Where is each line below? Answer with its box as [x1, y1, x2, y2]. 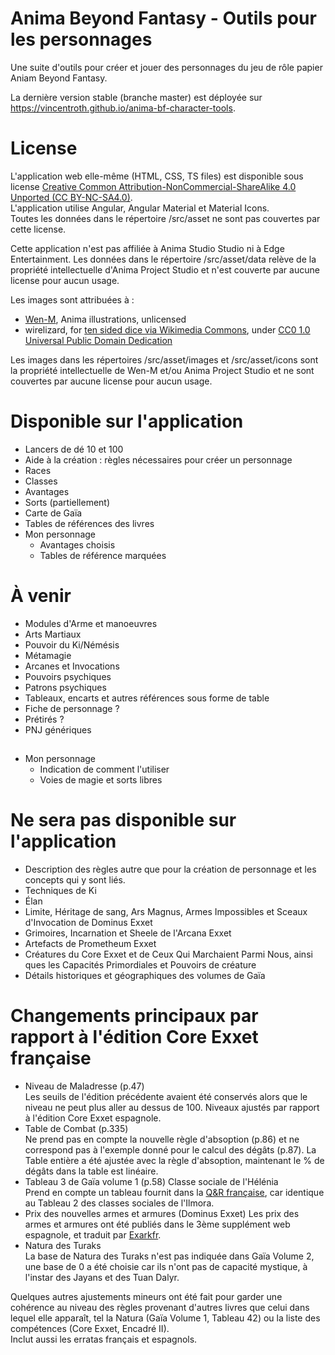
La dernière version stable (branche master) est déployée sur [10, 91, 263, 103]
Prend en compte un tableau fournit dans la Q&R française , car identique [24, 1187, 325, 1199]
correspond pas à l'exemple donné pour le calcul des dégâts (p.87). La [24, 1144, 317, 1156]
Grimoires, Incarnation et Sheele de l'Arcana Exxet [24, 927, 232, 939]
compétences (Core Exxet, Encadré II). [10, 1323, 170, 1335]
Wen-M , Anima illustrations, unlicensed [24, 313, 187, 325]
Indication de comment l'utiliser [39, 763, 170, 776]
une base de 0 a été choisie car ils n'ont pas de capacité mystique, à [24, 1261, 308, 1273]
